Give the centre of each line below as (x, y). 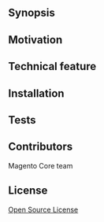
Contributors (41, 147)
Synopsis (32, 13)
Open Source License (43, 209)
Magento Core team (41, 165)
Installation (36, 93)
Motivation (35, 40)
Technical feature (52, 67)
